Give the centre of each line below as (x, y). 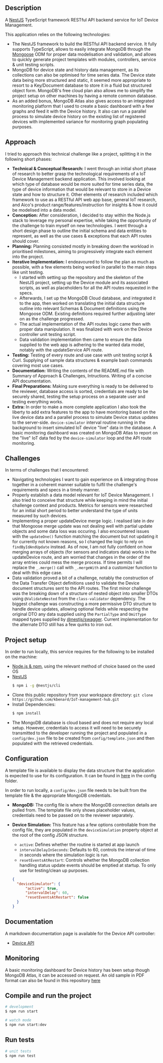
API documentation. (32, 381)
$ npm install (26, 713)
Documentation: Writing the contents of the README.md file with (78, 371)
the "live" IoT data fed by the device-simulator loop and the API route (82, 438)
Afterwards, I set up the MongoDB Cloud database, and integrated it (87, 298)
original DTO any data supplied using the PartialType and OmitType (79, 614)
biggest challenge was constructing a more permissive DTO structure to (84, 604)
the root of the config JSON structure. (50, 835)
